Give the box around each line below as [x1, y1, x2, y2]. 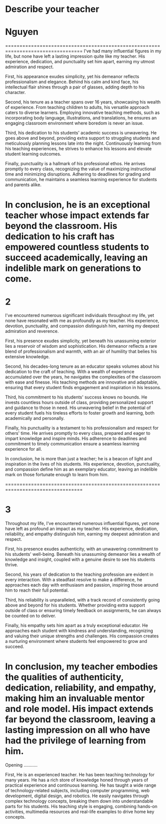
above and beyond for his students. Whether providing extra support [5, 602, 145, 608]
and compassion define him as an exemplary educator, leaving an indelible [5, 466, 158, 472]
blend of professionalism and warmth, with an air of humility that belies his [5, 348, 157, 354]
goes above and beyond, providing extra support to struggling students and [5, 135, 160, 141]
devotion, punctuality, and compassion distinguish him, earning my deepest [5, 323, 160, 329]
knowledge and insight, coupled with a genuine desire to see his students [5, 556, 155, 563]
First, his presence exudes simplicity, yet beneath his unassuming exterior [5, 338, 157, 344]
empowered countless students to [5, 241, 150, 253]
